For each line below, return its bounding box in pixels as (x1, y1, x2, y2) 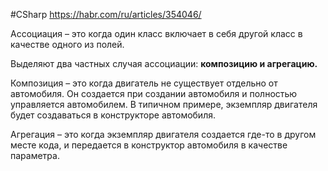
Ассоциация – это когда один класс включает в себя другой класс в (10, 28, 303, 39)
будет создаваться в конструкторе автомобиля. (10, 109, 216, 121)
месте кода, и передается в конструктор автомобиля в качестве (10, 139, 288, 151)
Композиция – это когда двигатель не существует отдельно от (10, 77, 278, 89)
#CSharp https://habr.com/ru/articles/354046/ (10, 9, 202, 20)
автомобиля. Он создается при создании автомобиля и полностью (10, 88, 298, 99)
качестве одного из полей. (10, 39, 125, 50)
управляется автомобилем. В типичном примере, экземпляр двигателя (10, 99, 318, 110)
